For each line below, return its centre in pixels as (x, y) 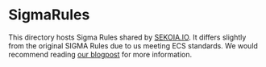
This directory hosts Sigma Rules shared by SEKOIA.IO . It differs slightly (127, 37)
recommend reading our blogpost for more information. (100, 54)
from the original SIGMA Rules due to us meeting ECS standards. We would (133, 45)
